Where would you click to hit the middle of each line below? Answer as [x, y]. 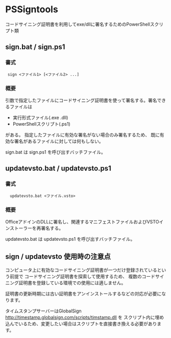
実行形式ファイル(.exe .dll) [40, 117]
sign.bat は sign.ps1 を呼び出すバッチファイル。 [55, 152]
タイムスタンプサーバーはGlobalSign [43, 311]
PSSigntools [32, 9]
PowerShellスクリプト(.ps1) [41, 124]
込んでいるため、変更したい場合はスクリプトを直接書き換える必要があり [81, 324]
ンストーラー [19, 228]
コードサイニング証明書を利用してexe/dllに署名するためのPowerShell [78, 24]
